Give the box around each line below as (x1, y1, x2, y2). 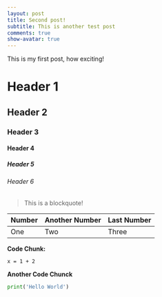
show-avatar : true (7, 36, 60, 43)
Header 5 (7, 160, 34, 168)
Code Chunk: (7, 245, 46, 253)
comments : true (7, 29, 51, 37)
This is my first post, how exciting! (7, 55, 105, 63)
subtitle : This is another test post (7, 23, 116, 30)
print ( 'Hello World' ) (7, 283, 70, 290)
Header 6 (7, 178, 34, 186)
